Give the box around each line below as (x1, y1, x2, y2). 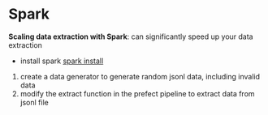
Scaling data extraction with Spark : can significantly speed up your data (8, 32, 253, 41)
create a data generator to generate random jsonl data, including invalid (19, 71, 261, 81)
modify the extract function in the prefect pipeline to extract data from (19, 88, 255, 98)
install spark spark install (19, 56, 104, 66)
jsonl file (19, 97, 49, 107)
